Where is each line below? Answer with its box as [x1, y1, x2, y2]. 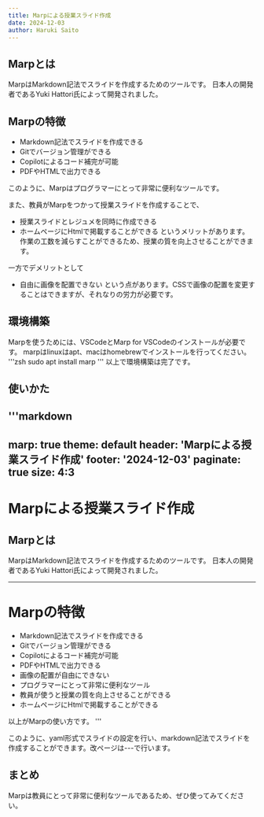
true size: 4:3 [8, 465, 75, 479]
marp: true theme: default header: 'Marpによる [8, 438, 242, 451]
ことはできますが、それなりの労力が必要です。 [26, 290, 178, 299]
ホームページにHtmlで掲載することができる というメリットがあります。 [19, 227, 250, 236]
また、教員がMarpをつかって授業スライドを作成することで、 [8, 200, 203, 209]
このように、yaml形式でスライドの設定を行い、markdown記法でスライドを [8, 733, 251, 742]
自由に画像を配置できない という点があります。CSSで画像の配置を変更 [19, 280, 249, 289]
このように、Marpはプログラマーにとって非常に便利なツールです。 [8, 183, 224, 193]
